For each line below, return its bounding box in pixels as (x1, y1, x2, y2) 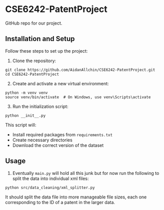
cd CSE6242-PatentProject (5, 72, 59, 77)
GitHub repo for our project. (5, 20, 62, 26)
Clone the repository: (12, 58, 56, 64)
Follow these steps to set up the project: (5, 48, 88, 54)
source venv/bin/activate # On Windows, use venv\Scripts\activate (5, 94, 151, 100)
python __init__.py (5, 113, 46, 118)
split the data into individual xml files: (12, 175, 89, 181)
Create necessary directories (12, 137, 72, 143)
